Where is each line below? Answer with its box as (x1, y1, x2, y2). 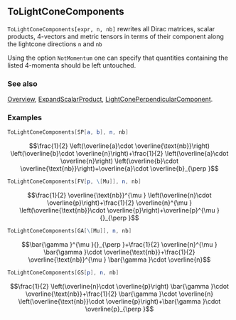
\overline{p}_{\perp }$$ (85, 304, 154, 313)
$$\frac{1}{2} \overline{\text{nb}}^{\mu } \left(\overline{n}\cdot (27, 191, 212, 200)
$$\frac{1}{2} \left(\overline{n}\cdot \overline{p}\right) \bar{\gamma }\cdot (9, 282, 230, 290)
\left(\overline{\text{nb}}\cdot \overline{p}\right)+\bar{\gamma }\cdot (18, 297, 221, 305)
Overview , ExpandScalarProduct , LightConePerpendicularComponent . (7, 95, 213, 104)
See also (7, 78, 38, 88)
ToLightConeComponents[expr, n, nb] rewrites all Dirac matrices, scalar (7, 24, 215, 33)
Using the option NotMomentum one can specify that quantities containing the (7, 53, 229, 62)
